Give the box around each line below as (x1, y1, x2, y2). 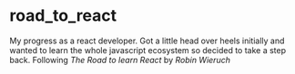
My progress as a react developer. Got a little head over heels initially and (9, 35, 285, 46)
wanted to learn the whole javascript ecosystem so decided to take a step (9, 44, 287, 55)
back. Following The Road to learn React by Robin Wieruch (9, 54, 230, 65)
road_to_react (9, 5, 117, 26)
